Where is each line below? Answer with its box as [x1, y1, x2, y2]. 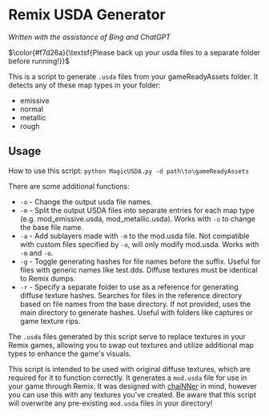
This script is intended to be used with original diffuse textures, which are [8, 364, 251, 374]
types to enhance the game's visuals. [8, 349, 132, 358]
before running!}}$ [8, 56, 70, 66]
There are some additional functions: [8, 181, 130, 191]
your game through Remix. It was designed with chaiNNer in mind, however [8, 381, 258, 390]
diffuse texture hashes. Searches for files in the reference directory [19, 290, 243, 300]
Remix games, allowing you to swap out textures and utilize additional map [8, 340, 255, 349]
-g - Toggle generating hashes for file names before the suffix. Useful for [19, 256, 261, 266]
